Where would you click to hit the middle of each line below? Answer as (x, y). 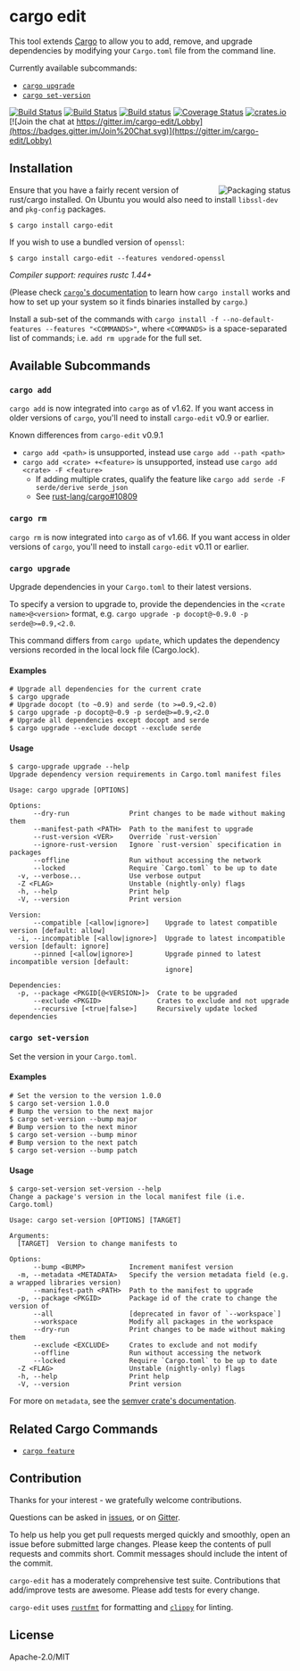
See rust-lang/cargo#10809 (87, 496)
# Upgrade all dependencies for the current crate (105, 689)
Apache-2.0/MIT (40, 1657)
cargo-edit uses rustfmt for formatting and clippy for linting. (121, 1607)
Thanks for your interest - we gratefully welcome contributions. (126, 1500)
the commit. (31, 1563)
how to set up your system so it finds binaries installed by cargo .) (129, 302)
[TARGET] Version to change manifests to (97, 1244)
